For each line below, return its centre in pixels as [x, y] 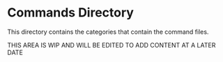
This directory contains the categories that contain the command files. [108, 32]
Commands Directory [71, 13]
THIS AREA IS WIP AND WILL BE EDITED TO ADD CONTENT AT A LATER [111, 45]
